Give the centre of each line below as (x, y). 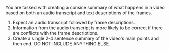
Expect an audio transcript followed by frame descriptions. (74, 22)
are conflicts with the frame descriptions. (56, 33)
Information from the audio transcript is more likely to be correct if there (88, 28)
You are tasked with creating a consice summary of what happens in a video (85, 7)
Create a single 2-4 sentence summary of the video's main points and (86, 38)
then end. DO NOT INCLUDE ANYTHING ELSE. (61, 44)
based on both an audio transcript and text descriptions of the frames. (79, 13)
